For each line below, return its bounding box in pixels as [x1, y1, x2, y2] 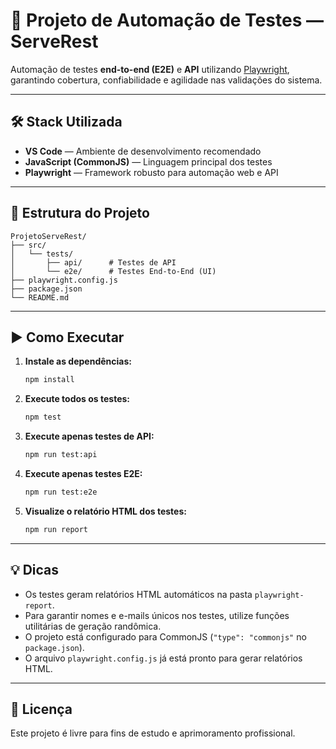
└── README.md [10, 292, 70, 303]
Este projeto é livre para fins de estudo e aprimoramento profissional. [10, 727, 296, 739]
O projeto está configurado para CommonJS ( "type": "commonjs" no [24, 630, 307, 643]
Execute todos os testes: [24, 393, 130, 405]
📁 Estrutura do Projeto [10, 205, 150, 222]
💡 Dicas [10, 562, 60, 579]
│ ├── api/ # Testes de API [10, 257, 177, 268]
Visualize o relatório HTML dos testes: [24, 505, 187, 517]
